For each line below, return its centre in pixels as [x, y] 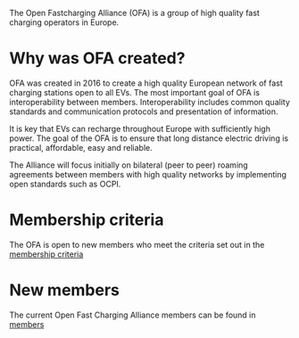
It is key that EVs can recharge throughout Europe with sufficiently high [140, 128]
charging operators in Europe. [64, 22]
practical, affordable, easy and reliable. [81, 147]
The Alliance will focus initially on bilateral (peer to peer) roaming [129, 165]
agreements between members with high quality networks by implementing [148, 174]
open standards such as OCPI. [65, 184]
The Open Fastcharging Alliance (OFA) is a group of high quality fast [135, 13]
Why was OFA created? [97, 58]
